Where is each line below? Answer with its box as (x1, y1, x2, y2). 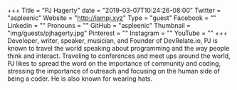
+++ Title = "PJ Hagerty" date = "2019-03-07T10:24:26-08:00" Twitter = (7, 6, 221, 14)
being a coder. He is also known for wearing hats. (7, 74, 153, 83)
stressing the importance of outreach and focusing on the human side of (7, 67, 221, 75)
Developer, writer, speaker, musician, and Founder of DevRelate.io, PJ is (7, 36, 218, 45)
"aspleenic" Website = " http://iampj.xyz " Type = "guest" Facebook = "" (7, 14, 217, 22)
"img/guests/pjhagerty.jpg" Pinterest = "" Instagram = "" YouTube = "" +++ (7, 29, 228, 37)
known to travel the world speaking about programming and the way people (7, 44, 230, 52)
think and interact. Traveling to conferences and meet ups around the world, (7, 51, 231, 60)
